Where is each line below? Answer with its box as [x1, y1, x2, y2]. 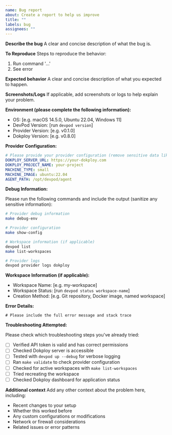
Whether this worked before [12, 407, 73, 413]
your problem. [5, 97, 35, 103]
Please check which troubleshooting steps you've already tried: [5, 332, 140, 338]
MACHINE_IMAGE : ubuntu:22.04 [5, 172, 68, 177]
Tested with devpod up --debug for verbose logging [12, 353, 120, 360]
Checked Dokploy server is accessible [12, 347, 94, 354]
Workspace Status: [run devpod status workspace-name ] [12, 288, 130, 294]
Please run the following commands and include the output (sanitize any [5, 196, 158, 202]
